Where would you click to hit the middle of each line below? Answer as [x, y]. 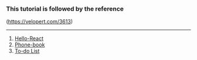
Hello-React [29, 39]
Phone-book [30, 45]
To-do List [27, 51]
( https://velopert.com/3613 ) [40, 22]
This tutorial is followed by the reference [65, 9]
